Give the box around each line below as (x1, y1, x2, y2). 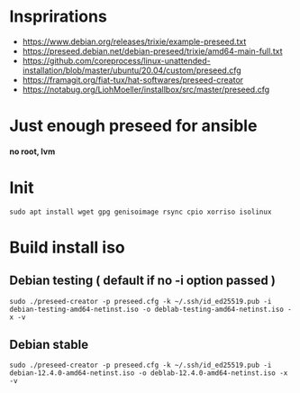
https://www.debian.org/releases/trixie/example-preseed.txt (22, 36, 247, 47)
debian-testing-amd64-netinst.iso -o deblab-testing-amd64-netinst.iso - (9, 305, 293, 314)
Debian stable (9, 337, 89, 352)
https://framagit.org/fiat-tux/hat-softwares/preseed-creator (22, 74, 244, 85)
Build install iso (9, 237, 126, 258)
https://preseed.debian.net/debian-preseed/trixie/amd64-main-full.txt (22, 45, 283, 56)
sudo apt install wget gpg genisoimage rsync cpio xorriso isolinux (9, 207, 272, 216)
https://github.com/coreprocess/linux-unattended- (22, 55, 212, 66)
